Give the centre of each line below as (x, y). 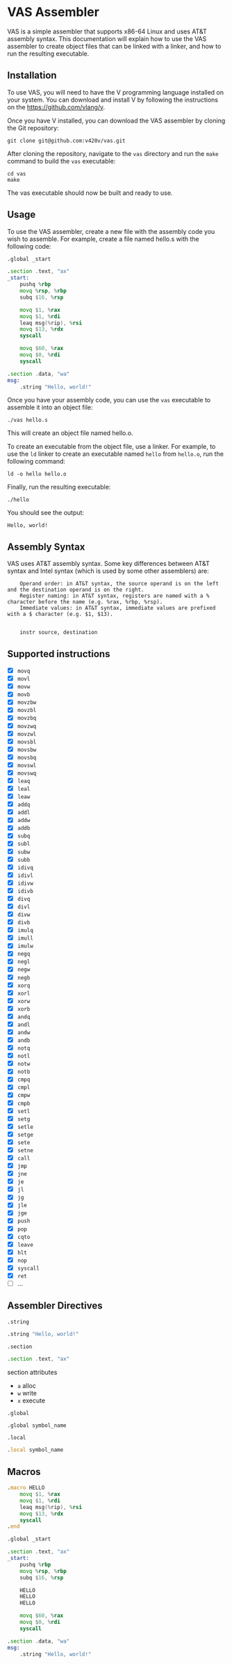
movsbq (27, 757)
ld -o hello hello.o (37, 474)
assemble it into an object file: (50, 407)
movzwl (27, 734)
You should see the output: (46, 513)
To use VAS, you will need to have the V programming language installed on (116, 92)
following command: (36, 461)
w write (27, 1393)
